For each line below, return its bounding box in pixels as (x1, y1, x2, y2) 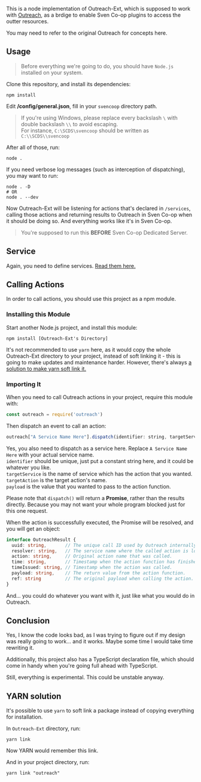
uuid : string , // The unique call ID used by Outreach (11, 542, 167, 548)
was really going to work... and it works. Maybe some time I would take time (6, 638, 193, 645)
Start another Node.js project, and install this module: (6, 324, 138, 331)
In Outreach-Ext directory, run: (6, 725, 81, 732)
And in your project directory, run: (6, 759, 90, 766)
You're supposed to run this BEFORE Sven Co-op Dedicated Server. (20, 229, 188, 236)
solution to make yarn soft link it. (6, 365, 87, 372)
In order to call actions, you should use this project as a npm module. (6, 296, 176, 303)
